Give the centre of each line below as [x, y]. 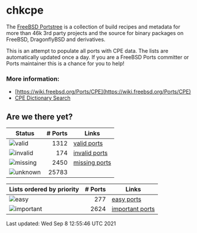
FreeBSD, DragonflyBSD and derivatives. [56, 39]
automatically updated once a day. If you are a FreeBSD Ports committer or [98, 57]
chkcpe [25, 10]
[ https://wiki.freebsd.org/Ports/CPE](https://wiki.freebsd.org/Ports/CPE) [103, 92]
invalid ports [90, 153]
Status [25, 133]
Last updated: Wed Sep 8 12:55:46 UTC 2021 [61, 224]
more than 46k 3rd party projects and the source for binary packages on [95, 33]
